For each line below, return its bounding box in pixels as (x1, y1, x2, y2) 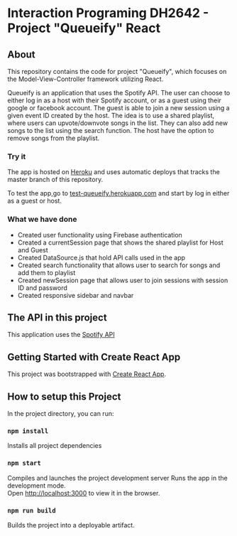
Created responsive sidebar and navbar (17, 291, 134, 299)
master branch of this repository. (7, 176, 104, 184)
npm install (7, 427, 49, 435)
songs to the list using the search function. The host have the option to (7, 127, 214, 134)
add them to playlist (17, 268, 76, 277)
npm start (7, 459, 41, 467)
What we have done (7, 215, 77, 225)
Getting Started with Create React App (7, 350, 181, 363)
